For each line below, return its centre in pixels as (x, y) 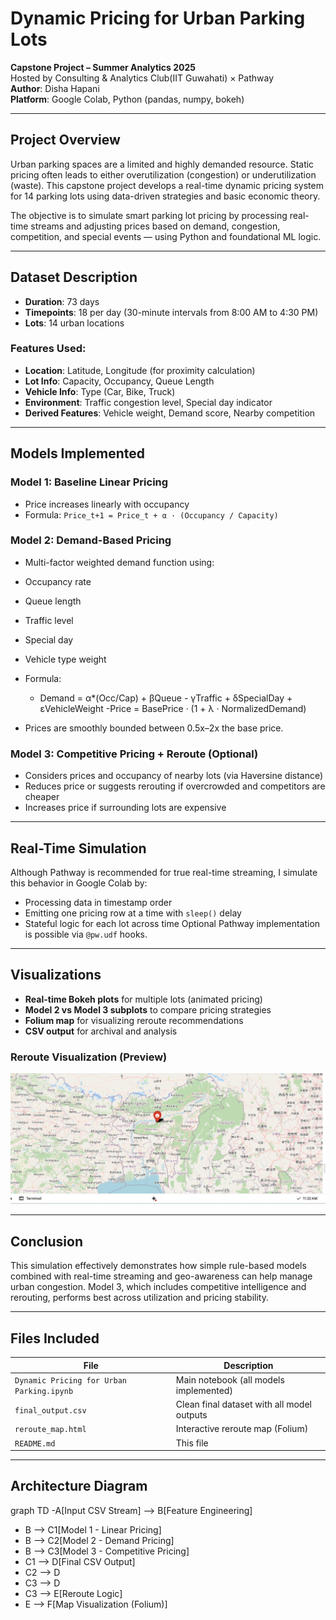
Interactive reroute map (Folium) (242, 1429)
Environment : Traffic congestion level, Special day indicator (148, 402)
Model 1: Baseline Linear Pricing (89, 482)
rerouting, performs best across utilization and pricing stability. (140, 1298)
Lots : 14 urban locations (74, 323)
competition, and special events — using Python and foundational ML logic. (166, 236)
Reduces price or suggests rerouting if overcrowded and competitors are (175, 786)
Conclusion (47, 1241)
